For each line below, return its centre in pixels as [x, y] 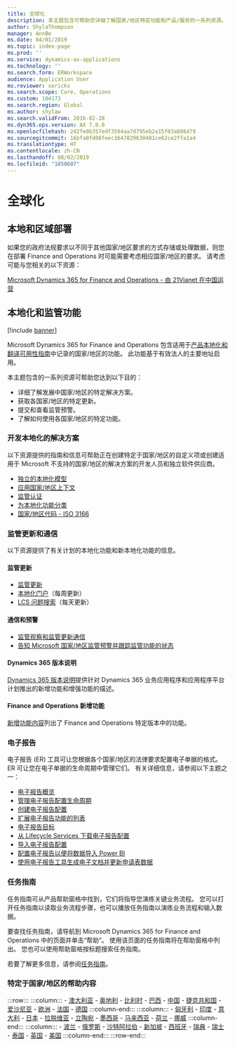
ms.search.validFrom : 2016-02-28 [56, 118]
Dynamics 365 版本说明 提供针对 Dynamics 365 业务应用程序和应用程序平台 [116, 679]
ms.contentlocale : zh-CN [43, 151]
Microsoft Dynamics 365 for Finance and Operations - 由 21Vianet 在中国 [113, 280]
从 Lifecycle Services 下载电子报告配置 [73, 836]
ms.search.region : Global [45, 105]
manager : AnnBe [29, 33]
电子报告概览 [36, 792]
